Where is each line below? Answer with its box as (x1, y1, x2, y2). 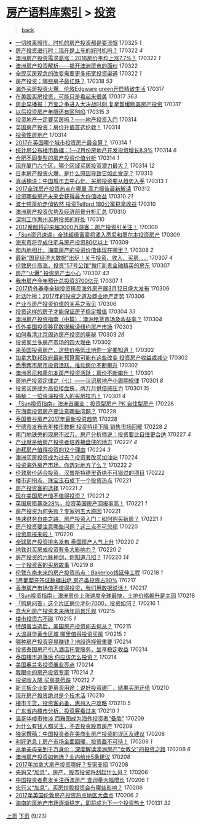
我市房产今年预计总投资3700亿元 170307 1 (15, 277, 122, 284)
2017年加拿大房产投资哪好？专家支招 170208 (15, 760, 128, 768)
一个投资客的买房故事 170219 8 (15, 561, 93, 568)
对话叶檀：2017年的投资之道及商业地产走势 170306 (15, 292, 145, 300)
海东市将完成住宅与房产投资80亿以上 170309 (15, 238, 129, 246)
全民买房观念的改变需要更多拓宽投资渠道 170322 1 (15, 69, 142, 77)
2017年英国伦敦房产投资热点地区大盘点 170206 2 (15, 791, 139, 799)
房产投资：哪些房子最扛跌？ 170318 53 (15, 77, 112, 85)
